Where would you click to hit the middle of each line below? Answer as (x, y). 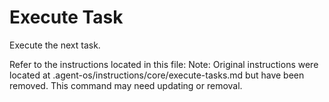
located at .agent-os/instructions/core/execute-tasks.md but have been (157, 75)
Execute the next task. (55, 45)
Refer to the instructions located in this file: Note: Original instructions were (164, 64)
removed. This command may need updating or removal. (126, 85)
